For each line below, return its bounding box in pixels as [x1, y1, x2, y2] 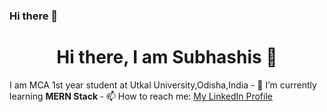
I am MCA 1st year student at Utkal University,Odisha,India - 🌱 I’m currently [9, 79, 317, 91]
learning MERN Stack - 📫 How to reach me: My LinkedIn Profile [9, 90, 273, 102]
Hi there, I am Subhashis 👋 [56, 46, 278, 69]
